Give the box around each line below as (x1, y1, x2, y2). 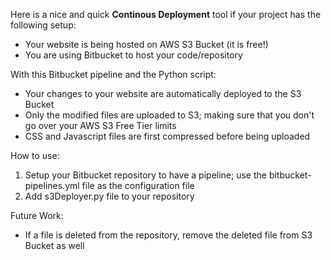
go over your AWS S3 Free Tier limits (24, 120, 177, 131)
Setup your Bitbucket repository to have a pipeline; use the (24, 169, 267, 181)
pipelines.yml (24, 180, 80, 191)
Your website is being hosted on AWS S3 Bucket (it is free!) (24, 39, 269, 50)
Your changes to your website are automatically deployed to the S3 (24, 88, 302, 99)
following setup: (10, 19, 77, 31)
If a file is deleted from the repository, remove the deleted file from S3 (24, 229, 313, 241)
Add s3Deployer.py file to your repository (24, 190, 195, 202)
